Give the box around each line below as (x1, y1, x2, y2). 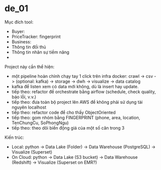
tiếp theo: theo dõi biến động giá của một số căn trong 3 (11, 125, 125, 131)
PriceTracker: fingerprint (11, 34, 61, 39)
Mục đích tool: (4, 19, 34, 25)
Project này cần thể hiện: (4, 64, 54, 70)
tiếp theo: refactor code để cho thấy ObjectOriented (11, 109, 116, 115)
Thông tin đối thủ (11, 44, 46, 50)
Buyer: (11, 28, 25, 34)
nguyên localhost (11, 104, 47, 110)
